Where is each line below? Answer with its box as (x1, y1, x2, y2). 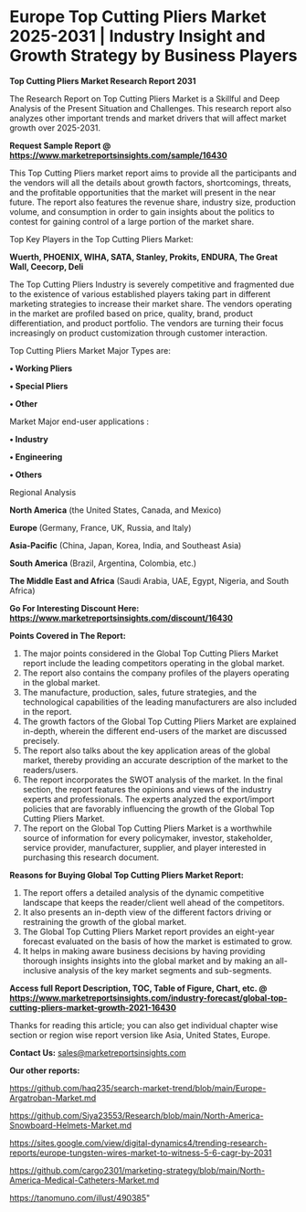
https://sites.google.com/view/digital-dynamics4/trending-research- (9, 1137, 268, 1148)
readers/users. (22, 764, 79, 775)
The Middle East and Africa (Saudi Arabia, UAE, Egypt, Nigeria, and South (9, 575, 290, 586)
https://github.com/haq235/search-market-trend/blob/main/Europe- (9, 1082, 267, 1093)
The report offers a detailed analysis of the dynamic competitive (22, 887, 265, 898)
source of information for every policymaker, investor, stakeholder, (22, 832, 273, 843)
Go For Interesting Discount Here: (9, 602, 140, 613)
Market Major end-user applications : (9, 416, 149, 427)
